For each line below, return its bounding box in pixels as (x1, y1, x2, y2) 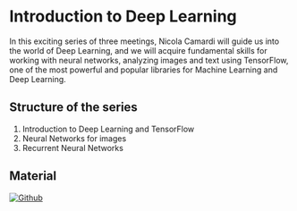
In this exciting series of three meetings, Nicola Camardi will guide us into (9, 36, 280, 46)
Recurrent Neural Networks (21, 142, 123, 153)
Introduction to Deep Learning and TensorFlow (21, 123, 195, 134)
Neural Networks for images (21, 132, 127, 144)
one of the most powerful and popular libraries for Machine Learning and (9, 64, 278, 75)
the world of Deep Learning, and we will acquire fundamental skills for (9, 45, 267, 55)
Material (9, 168, 56, 184)
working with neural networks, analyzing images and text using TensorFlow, (9, 55, 289, 65)
